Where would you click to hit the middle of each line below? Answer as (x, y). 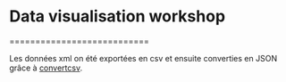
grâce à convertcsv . (46, 68)
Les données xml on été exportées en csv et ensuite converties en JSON (143, 58)
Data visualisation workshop (118, 16)
